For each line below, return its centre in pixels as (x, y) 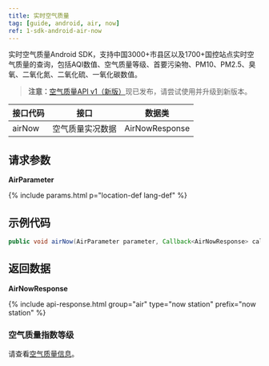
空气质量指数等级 (41, 335)
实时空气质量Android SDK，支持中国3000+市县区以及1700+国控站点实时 (128, 55)
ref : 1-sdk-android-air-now (55, 31)
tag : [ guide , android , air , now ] (64, 23)
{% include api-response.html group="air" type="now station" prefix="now (132, 304)
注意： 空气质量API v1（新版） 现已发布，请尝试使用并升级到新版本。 (140, 91)
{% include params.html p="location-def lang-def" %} (98, 195)
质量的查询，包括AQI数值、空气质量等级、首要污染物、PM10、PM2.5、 (132, 64)
